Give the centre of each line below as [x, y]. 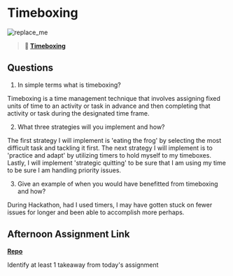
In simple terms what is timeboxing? [69, 85]
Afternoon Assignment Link [69, 234]
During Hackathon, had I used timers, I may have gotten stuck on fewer [110, 205]
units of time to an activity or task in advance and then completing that [109, 106]
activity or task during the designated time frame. [78, 113]
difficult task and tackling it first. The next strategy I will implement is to [110, 148]
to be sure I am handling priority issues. [64, 170]
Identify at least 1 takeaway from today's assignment [83, 265]
